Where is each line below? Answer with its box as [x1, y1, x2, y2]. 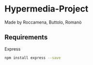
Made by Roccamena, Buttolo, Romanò [4, 19, 82, 25]
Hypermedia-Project [4, 3, 89, 14]
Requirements [4, 33, 48, 41]
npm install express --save [4, 55, 61, 60]
